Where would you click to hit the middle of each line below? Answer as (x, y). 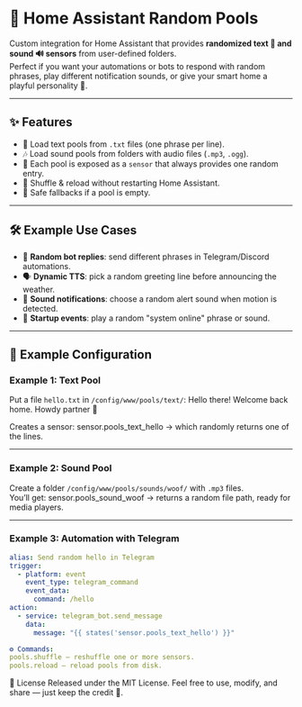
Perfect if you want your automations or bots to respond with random (138, 66)
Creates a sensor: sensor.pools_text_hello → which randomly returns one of (149, 427)
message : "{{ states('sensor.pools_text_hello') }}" (134, 633)
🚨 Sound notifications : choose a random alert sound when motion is (149, 299)
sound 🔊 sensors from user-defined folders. (93, 53)
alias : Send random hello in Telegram (82, 557)
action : (24, 608)
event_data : (48, 591)
